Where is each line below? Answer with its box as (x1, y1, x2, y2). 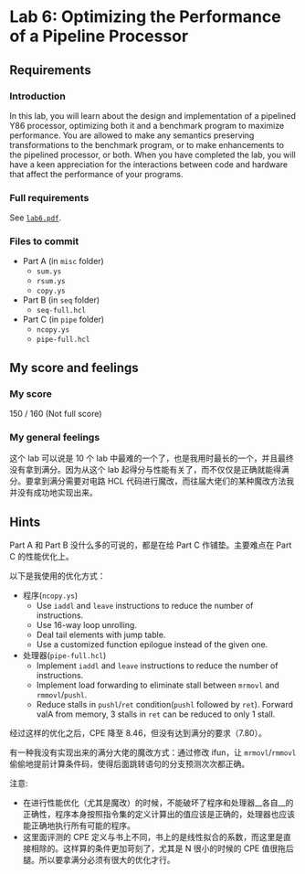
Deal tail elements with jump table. (36, 629, 166, 641)
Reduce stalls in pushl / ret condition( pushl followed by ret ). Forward (36, 699, 294, 710)
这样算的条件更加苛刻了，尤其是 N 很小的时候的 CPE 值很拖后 (62, 843, 294, 854)
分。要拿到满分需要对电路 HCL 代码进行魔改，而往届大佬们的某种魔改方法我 (9, 475, 295, 486)
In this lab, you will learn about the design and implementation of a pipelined (9, 110, 297, 121)
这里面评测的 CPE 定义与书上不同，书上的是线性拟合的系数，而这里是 (22, 832, 284, 843)
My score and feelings (9, 359, 139, 376)
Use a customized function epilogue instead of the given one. (36, 639, 268, 650)
